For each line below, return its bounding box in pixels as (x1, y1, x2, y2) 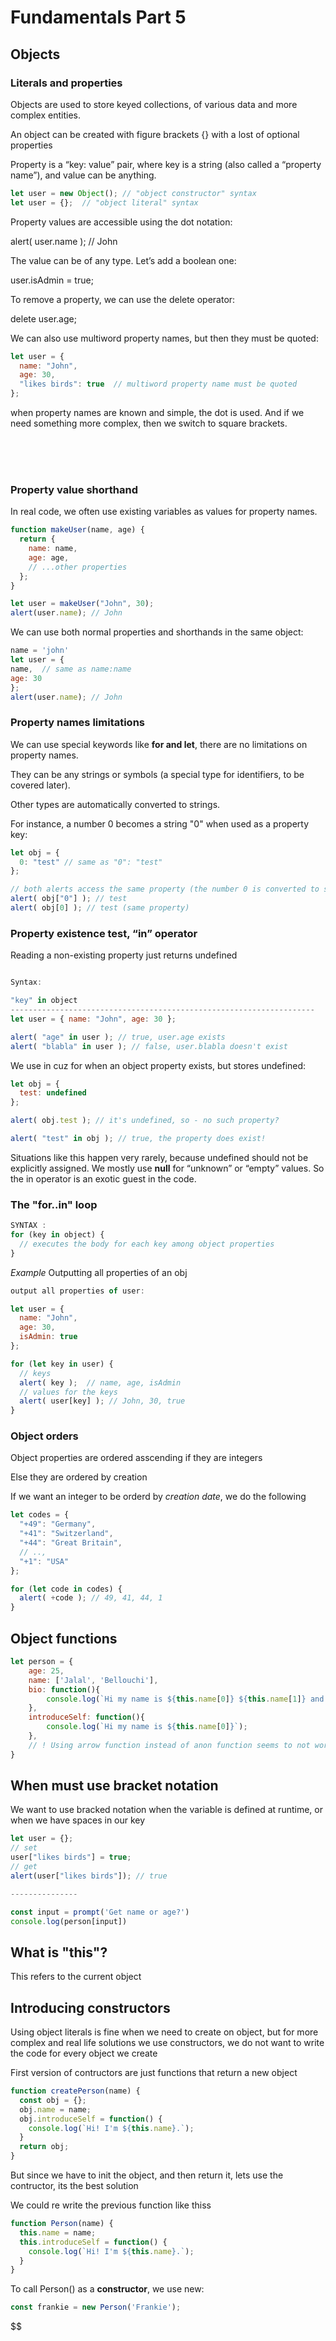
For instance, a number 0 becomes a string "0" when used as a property (10, 817, 310, 830)
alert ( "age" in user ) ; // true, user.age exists (10, 1032, 226, 1042)
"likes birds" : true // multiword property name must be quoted (19, 379, 298, 390)
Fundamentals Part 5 (10, 6, 187, 29)
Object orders (10, 1429, 79, 1443)
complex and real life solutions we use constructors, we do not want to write (10, 2037, 325, 2049)
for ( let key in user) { (10, 1359, 114, 1369)
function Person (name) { (10, 2219, 114, 2229)
